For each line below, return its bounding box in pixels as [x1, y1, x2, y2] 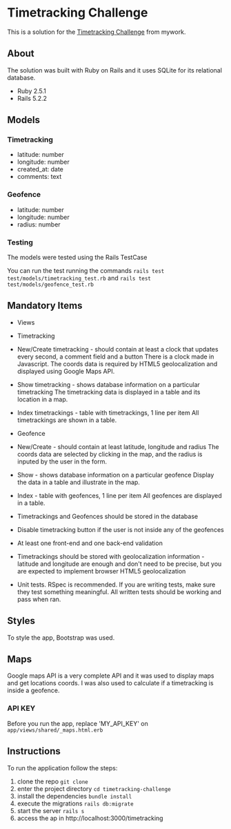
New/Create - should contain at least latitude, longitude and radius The [17, 442, 219, 450]
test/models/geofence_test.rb [7, 281, 94, 288]
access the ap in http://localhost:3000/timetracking [17, 814, 163, 822]
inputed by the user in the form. [17, 457, 108, 466]
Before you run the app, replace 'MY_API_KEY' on [7, 719, 148, 727]
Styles [7, 615, 36, 627]
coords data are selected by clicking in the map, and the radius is [17, 450, 203, 458]
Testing [7, 237, 33, 247]
